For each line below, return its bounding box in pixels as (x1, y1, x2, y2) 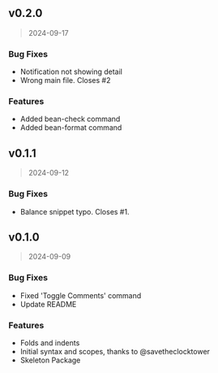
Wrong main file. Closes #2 (19, 76, 111, 85)
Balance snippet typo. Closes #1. (19, 206, 130, 216)
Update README (19, 299, 77, 309)
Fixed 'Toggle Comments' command (19, 290, 142, 300)
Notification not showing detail (19, 67, 123, 76)
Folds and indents (19, 337, 80, 348)
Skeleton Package (19, 355, 81, 365)
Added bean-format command (19, 123, 122, 132)
